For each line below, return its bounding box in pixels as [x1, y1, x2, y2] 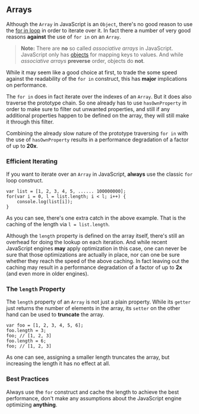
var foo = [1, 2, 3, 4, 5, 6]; [6, 323, 84, 328]
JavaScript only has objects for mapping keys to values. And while [20, 50, 184, 58]
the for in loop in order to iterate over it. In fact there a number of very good [6, 27, 191, 34]
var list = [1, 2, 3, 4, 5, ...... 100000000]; [6, 188, 127, 195]
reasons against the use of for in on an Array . [6, 33, 121, 40]
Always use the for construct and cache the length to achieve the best [6, 388, 179, 396]
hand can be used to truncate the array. [6, 311, 105, 318]
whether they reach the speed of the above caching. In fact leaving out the [6, 258, 189, 265]
